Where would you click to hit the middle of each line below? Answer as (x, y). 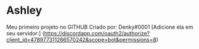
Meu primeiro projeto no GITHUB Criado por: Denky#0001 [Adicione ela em (100, 27)
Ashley (24, 10)
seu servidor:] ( (25, 33)
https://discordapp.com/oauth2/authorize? (97, 33)
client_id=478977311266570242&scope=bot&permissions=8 (81, 39)
